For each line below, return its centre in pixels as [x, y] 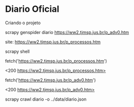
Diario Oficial [32, 9]
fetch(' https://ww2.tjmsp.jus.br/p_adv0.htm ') [50, 80]
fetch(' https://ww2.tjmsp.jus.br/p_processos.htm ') [56, 61]
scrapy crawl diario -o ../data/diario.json [46, 99]
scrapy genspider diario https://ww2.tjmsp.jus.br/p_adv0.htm [67, 32]
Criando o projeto [23, 23]
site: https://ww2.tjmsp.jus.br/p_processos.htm [53, 42]
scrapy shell [17, 51]
